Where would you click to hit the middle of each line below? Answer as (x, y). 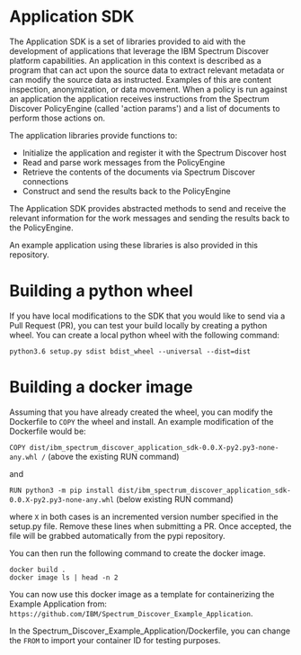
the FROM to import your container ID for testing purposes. (115, 640)
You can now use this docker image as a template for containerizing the (142, 594)
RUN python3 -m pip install (62, 490)
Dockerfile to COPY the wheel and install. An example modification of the (142, 421)
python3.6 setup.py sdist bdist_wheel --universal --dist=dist (130, 351)
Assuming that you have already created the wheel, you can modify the (141, 412)
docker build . (38, 570)
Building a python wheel (101, 291)
